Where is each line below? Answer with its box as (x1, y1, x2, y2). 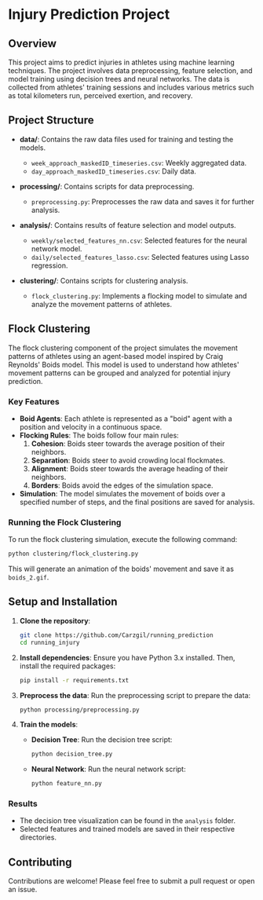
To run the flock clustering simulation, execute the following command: (8, 535, 238, 544)
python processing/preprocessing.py (19, 705, 140, 714)
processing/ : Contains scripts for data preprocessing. (19, 181, 195, 191)
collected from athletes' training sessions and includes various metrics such (8, 82, 254, 92)
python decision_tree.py (31, 750, 113, 759)
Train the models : (19, 720, 79, 730)
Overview (8, 37, 57, 50)
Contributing (8, 855, 72, 869)
